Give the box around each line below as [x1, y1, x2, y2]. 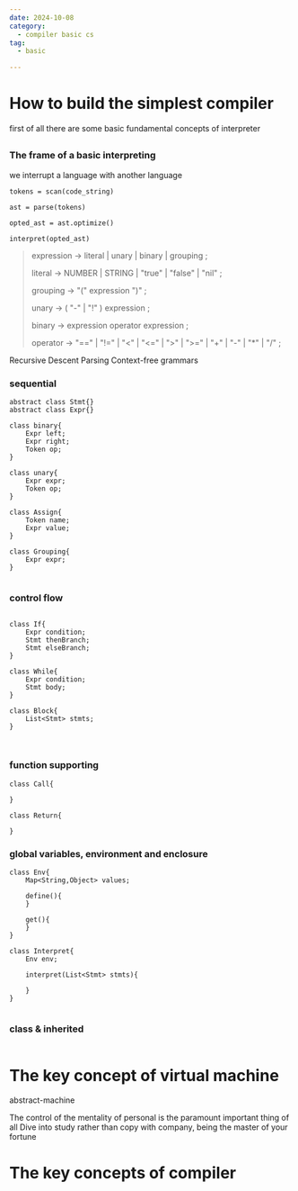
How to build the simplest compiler [9, 94, 274, 113]
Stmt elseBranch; [25, 644, 91, 653]
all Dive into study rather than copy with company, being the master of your [9, 1122, 289, 1132]
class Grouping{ [9, 547, 70, 556]
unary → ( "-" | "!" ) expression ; [31, 302, 151, 313]
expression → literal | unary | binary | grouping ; [31, 249, 208, 261]
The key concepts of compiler [9, 1163, 237, 1184]
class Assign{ [9, 508, 63, 518]
